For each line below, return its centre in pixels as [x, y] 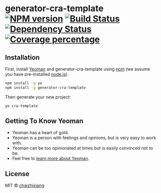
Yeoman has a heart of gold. [40, 133]
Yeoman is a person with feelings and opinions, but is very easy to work [84, 138]
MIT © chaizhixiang [25, 186]
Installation [22, 57]
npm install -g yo [24, 83]
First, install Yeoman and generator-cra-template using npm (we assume [78, 69]
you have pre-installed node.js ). [37, 74]
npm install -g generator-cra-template [45, 88]
